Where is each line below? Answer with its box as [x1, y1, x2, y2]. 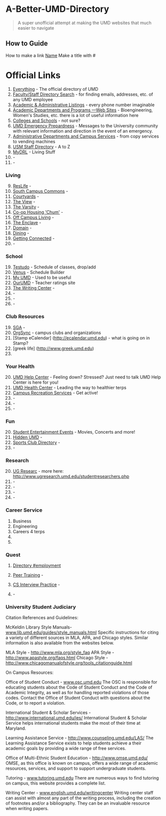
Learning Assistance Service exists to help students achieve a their [5, 740, 142, 746]
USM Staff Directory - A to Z [12, 144, 70, 149]
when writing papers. [5, 806, 49, 812]
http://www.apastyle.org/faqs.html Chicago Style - [5, 655, 108, 661]
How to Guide [5, 39, 48, 48]
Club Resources [5, 313, 45, 320]
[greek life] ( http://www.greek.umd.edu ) [12, 345, 94, 351]
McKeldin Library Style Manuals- [5, 624, 72, 630]
